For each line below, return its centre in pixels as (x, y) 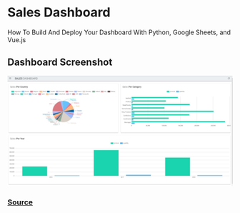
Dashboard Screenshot (60, 63)
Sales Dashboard (59, 13)
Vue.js (17, 39)
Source (20, 202)
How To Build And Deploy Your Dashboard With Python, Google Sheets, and (119, 32)
